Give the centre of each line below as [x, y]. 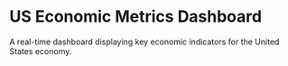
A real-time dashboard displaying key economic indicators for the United [144, 42]
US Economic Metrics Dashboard [136, 17]
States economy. [41, 51]
